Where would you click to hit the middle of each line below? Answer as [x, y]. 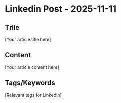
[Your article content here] [32, 67]
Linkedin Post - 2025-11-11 [61, 9]
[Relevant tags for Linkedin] [34, 95]
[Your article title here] [28, 39]
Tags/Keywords [30, 83]
